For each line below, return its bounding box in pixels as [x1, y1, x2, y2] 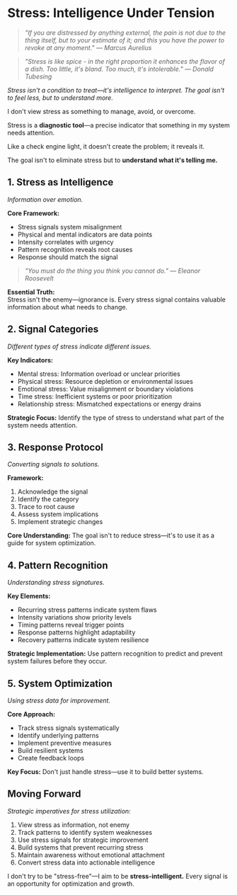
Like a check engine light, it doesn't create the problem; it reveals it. [7, 142, 205, 150]
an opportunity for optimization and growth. [7, 879, 134, 888]
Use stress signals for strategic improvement [17, 836, 149, 844]
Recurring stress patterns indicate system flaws [17, 605, 157, 614]
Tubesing [24, 72, 52, 81]
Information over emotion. [7, 195, 83, 203]
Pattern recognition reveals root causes [17, 245, 133, 253]
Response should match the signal [17, 253, 118, 261]
